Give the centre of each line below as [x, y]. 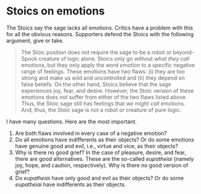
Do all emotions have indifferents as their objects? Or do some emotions [104, 139]
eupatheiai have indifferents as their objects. [70, 184]
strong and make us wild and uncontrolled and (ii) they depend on [103, 78]
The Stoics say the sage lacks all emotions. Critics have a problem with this [100, 28]
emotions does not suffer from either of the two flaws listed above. [104, 97]
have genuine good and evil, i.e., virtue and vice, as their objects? [97, 146]
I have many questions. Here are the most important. [72, 121]
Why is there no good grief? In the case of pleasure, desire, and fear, [101, 152]
